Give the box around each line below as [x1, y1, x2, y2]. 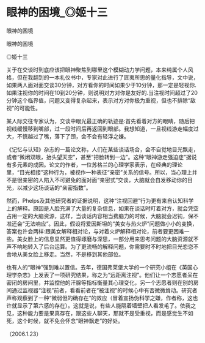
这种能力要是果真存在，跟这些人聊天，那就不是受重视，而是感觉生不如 [16, 309, 193, 317]
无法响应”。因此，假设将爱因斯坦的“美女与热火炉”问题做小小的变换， [24, 220, 198, 227]
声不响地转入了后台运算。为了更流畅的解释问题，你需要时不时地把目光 [6, 243, 183, 250]
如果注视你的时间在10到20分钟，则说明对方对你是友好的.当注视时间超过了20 [6, 89, 198, 96]
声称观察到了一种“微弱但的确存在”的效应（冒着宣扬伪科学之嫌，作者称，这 [6, 294, 193, 301]
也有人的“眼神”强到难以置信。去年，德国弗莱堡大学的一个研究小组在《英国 [6, 263, 193, 271]
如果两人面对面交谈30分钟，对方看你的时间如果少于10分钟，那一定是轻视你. [6, 81, 197, 89]
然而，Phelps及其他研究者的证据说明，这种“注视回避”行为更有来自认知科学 [6, 197, 194, 204]
